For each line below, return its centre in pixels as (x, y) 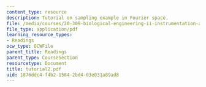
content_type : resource (37, 12)
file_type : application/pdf (42, 29)
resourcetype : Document (37, 63)
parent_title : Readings (37, 52)
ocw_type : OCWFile (30, 47)
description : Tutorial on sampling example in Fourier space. (87, 18)
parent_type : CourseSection (42, 58)
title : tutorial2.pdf (34, 69)
